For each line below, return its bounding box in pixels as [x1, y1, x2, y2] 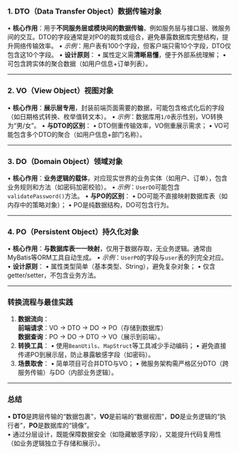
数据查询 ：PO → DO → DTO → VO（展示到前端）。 [17, 333, 164, 341]
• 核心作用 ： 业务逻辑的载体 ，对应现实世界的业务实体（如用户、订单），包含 [7, 173, 228, 182]
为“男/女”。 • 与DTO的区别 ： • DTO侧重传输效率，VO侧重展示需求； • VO [7, 121, 223, 130]
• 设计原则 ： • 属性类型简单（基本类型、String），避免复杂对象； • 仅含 [7, 262, 216, 271]
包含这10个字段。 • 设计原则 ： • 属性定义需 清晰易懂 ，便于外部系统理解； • [7, 51, 226, 59]
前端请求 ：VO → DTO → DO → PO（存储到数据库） [17, 324, 167, 332]
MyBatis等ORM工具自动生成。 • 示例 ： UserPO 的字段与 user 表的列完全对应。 [7, 253, 228, 262]
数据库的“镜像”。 [43, 421, 94, 429]
